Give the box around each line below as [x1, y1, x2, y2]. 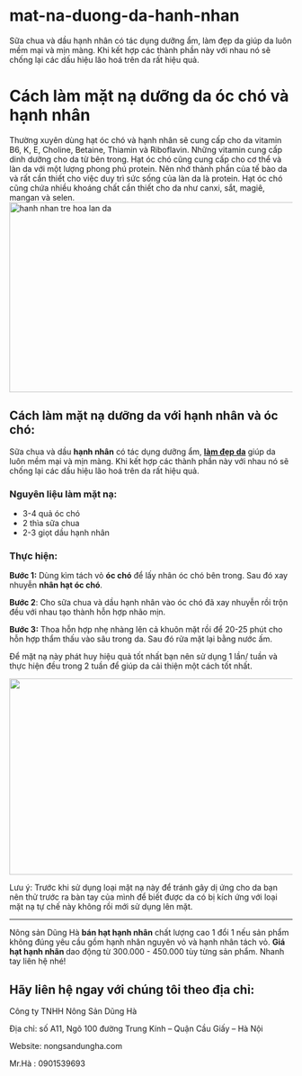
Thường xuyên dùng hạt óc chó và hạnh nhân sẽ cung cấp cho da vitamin [9, 134, 282, 145]
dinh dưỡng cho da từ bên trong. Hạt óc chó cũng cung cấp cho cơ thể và [9, 154, 282, 165]
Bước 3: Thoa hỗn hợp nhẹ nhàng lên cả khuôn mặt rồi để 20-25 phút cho [9, 624, 283, 635]
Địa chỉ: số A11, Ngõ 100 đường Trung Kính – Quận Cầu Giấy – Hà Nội [9, 1023, 263, 1035]
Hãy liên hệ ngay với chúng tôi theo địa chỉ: [9, 982, 255, 997]
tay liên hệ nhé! [9, 955, 67, 967]
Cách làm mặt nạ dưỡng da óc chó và [9, 86, 289, 106]
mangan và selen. [9, 192, 75, 202]
